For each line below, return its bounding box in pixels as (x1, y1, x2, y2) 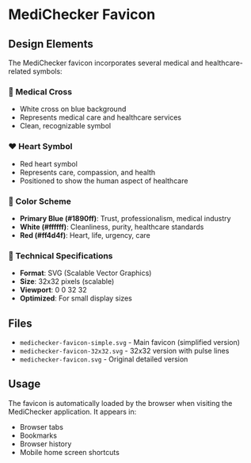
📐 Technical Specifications (8, 250, 113, 261)
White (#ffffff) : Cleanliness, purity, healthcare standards (19, 222, 204, 231)
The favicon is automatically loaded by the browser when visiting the (8, 398, 233, 408)
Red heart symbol (19, 159, 78, 168)
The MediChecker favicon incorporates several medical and (8, 58, 203, 67)
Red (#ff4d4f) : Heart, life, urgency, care (19, 230, 150, 239)
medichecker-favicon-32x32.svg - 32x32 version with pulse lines (19, 346, 230, 355)
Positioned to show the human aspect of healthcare (19, 176, 188, 186)
